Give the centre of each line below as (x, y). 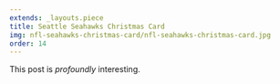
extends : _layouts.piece (57, 18)
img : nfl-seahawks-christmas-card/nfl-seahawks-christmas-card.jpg (140, 35)
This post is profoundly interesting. (75, 69)
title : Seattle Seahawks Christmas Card (88, 26)
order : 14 (28, 43)
